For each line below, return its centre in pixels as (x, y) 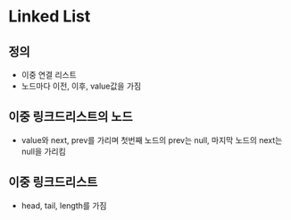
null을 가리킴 (43, 151)
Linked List (50, 17)
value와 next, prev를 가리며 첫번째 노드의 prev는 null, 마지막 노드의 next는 (152, 140)
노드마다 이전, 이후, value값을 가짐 (81, 86)
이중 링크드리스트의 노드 (71, 117)
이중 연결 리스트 (49, 75)
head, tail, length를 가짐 (64, 205)
